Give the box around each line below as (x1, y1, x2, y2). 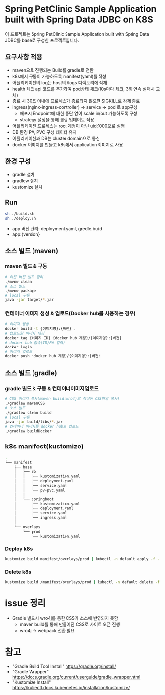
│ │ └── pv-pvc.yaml (14, 488, 65, 493)
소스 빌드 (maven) (5, 247, 58, 255)
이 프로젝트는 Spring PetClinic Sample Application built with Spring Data (5, 31, 149, 37)
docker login (5, 345, 32, 349)
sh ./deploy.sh (5, 216, 36, 221)
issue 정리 (5, 598, 46, 609)
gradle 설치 (12, 171, 35, 177)
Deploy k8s (5, 546, 33, 552)
